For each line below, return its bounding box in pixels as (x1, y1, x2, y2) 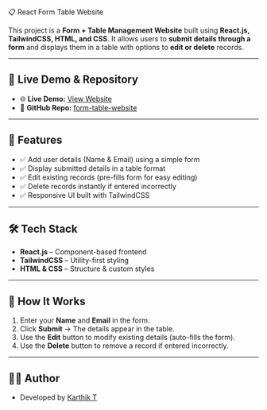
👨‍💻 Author (8, 371, 60, 385)
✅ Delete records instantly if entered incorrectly (19, 181, 177, 191)
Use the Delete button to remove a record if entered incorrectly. (19, 341, 229, 350)
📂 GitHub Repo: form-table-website (19, 102, 137, 112)
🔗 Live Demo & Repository (8, 73, 139, 87)
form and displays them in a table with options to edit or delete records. (8, 43, 244, 52)
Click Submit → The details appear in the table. (19, 324, 175, 334)
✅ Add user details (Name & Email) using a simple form (19, 154, 200, 164)
